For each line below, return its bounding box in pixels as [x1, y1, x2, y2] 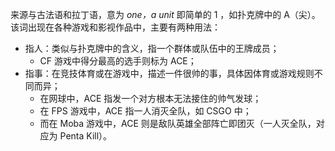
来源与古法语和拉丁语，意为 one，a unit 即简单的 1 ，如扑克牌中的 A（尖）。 [10, 9, 321, 20]
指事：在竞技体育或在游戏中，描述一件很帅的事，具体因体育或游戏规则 [24, 68, 315, 79]
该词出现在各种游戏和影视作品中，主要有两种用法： [10, 21, 221, 33]
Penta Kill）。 [59, 130, 113, 142]
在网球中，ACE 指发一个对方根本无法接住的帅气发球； [39, 93, 262, 104]
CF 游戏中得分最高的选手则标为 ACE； [39, 55, 197, 67]
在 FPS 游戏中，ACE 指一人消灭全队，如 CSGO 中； [39, 105, 252, 117]
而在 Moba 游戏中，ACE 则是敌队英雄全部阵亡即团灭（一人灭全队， [39, 118, 317, 129]
